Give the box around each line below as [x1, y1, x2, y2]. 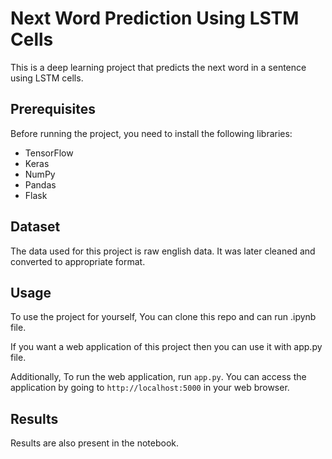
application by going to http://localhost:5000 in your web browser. [10, 382, 290, 394]
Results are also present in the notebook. [10, 437, 179, 449]
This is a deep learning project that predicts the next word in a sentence [10, 61, 307, 73]
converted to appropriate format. [10, 255, 146, 267]
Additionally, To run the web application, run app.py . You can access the [10, 371, 307, 383]
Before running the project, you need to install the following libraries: [10, 127, 293, 139]
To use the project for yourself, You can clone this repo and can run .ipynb [10, 311, 317, 323]
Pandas [24, 178, 57, 191]
